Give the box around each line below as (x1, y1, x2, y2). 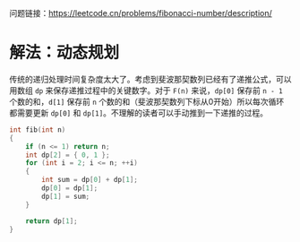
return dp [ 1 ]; (25, 216, 78, 226)
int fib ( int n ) (9, 125, 66, 134)
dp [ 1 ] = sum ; (41, 192, 90, 201)
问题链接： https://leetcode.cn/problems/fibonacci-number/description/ (9, 8, 273, 18)
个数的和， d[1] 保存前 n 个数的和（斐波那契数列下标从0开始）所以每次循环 (9, 96, 285, 107)
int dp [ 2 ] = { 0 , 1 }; (25, 151, 110, 160)
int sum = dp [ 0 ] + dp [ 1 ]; (41, 176, 139, 185)
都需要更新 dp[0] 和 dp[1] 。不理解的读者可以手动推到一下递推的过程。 (9, 107, 269, 118)
